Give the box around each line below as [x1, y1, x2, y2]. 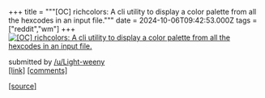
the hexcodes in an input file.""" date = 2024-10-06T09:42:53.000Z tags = [8, 15, 258, 25]
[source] [8, 81, 37, 91]
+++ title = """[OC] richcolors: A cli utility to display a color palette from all [8, 7, 257, 16]
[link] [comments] [8, 66, 68, 75]
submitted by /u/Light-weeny [8, 57, 105, 66]
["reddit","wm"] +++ [8, 24, 75, 33]
